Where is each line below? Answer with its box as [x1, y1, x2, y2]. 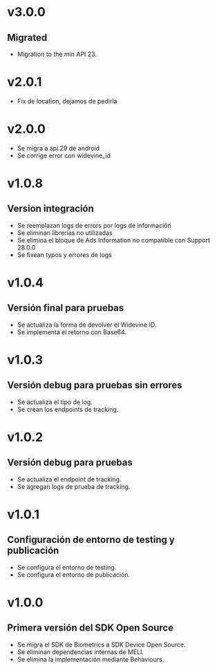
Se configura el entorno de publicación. [17, 571, 130, 579]
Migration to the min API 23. [17, 50, 97, 58]
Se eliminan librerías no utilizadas [17, 229, 113, 237]
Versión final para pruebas [7, 302, 124, 314]
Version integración [7, 203, 95, 215]
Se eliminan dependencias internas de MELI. [17, 647, 144, 656]
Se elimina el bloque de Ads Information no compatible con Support [17, 236, 211, 244]
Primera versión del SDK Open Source [7, 622, 174, 634]
